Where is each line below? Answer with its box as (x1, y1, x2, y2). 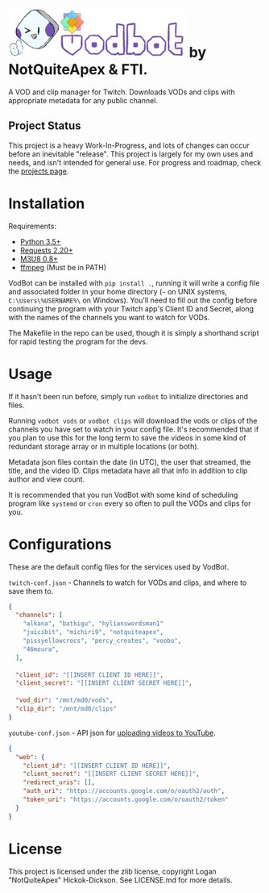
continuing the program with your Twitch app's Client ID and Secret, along (8, 303, 255, 313)
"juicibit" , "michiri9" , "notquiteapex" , (23, 628, 163, 636)
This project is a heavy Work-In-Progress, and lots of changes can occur (8, 140, 250, 150)
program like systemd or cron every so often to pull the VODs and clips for (8, 499, 251, 508)
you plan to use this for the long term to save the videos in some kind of (8, 432, 246, 442)
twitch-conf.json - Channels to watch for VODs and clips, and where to (8, 578, 247, 587)
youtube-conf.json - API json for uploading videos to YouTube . (8, 728, 216, 737)
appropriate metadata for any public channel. (8, 95, 159, 105)
